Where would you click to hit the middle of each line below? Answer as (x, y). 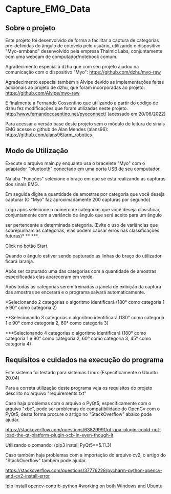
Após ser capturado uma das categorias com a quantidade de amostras (81, 271)
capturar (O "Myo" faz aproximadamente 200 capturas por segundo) (78, 199)
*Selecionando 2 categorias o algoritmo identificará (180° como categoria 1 (85, 302)
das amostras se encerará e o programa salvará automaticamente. (76, 292)
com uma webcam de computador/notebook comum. (61, 57)
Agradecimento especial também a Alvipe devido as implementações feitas (85, 82)
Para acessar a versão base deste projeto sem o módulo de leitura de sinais (85, 124)
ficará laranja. (20, 261)
